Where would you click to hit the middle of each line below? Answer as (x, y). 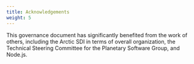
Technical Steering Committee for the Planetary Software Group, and (93, 48)
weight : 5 (19, 18)
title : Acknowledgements (38, 12)
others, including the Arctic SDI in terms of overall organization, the (91, 41)
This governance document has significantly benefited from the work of (97, 35)
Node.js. (17, 54)
